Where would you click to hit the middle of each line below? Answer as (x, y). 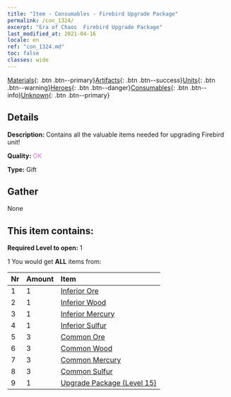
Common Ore (83, 337)
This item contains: (51, 231)
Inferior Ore (79, 291)
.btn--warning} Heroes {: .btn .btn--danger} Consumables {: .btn (98, 87)
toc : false (23, 54)
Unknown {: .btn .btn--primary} (65, 95)
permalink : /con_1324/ (41, 21)
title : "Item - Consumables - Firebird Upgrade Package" (93, 14)
